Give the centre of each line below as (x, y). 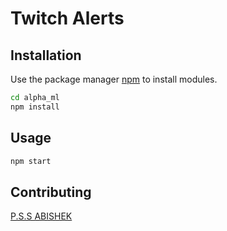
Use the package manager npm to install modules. (114, 79)
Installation (46, 55)
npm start (31, 161)
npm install (35, 107)
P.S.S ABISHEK (41, 216)
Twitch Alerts (67, 18)
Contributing (51, 192)
